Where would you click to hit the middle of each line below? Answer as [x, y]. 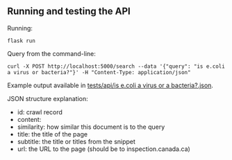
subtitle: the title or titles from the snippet [76, 141]
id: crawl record [40, 112]
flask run [22, 41]
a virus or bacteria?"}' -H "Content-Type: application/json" [99, 72]
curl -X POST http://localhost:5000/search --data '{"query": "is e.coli [116, 66]
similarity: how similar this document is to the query [91, 127]
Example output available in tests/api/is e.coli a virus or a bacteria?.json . [110, 85]
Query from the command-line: [51, 53]
